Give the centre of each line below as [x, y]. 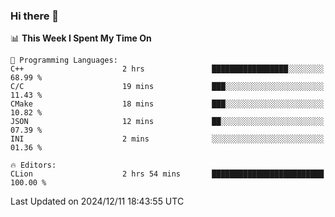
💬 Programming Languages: [64, 60]
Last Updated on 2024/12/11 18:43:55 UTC [97, 201]
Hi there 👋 [35, 16]
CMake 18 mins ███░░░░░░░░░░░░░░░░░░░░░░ [167, 104]
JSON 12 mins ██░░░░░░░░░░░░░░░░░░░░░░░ [167, 122]
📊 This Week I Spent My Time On [81, 38]
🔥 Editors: [33, 165]
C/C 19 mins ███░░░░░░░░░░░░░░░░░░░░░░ [167, 87]
